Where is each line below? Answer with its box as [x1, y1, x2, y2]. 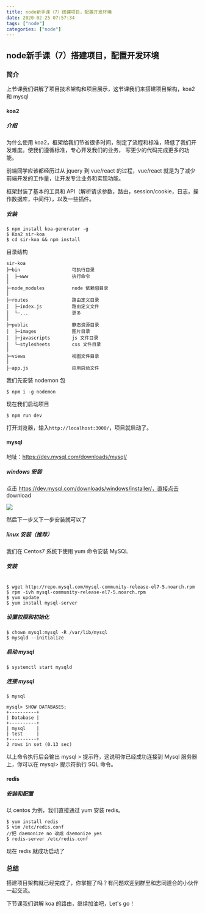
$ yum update [6, 594, 40, 600]
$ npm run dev [6, 412, 43, 419]
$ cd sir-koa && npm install [6, 237, 81, 243]
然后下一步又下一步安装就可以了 [6, 515, 87, 523]
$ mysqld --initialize [6, 635, 64, 641]
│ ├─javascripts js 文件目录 [6, 335, 99, 341]
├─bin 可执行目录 [6, 267, 95, 273]
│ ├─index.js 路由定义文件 [6, 304, 99, 310]
